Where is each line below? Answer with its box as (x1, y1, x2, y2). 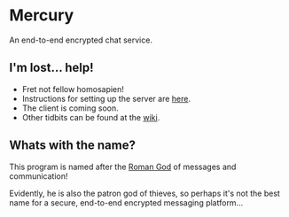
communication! (9, 170, 68, 182)
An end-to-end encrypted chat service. (9, 35, 153, 45)
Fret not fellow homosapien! (21, 83, 124, 94)
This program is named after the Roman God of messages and (9, 161, 237, 172)
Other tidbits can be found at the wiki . (21, 112, 160, 122)
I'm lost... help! (9, 60, 95, 75)
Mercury (9, 5, 74, 26)
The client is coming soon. (21, 103, 119, 113)
